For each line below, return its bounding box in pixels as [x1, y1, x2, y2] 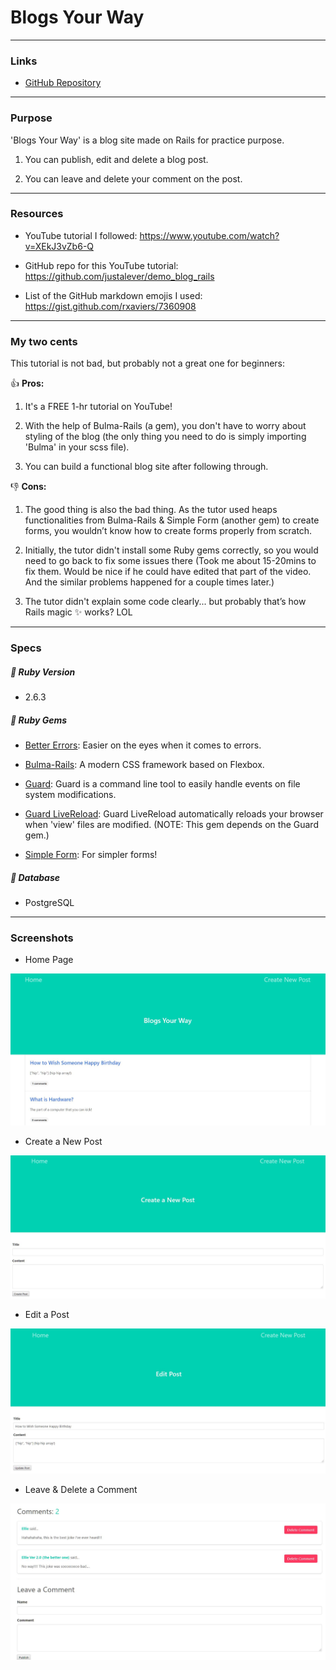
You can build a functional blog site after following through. [24, 461, 269, 473]
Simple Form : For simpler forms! [24, 848, 158, 860]
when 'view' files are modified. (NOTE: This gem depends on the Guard [24, 818, 319, 830]
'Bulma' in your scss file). [24, 441, 130, 453]
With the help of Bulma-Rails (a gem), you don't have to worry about [24, 420, 307, 432]
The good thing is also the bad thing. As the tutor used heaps [24, 504, 278, 516]
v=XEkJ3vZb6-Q [24, 240, 95, 252]
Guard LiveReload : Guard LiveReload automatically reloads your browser [24, 807, 324, 820]
